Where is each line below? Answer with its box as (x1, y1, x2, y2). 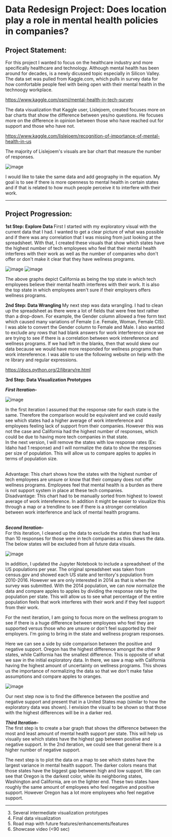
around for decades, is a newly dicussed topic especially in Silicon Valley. (5, 70, 160, 76)
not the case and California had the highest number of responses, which (5, 428, 158, 434)
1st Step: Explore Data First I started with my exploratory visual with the (5, 223, 157, 229)
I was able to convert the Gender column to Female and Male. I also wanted (5, 324, 164, 330)
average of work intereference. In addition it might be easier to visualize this (5, 498, 165, 504)
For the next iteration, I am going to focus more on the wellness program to (5, 614, 163, 620)
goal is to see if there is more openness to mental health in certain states (5, 179, 159, 185)
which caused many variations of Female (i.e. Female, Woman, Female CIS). (5, 318, 165, 324)
